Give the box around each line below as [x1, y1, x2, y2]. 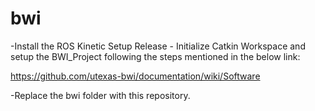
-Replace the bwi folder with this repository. [10, 89, 191, 101]
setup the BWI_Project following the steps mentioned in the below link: [10, 50, 301, 62]
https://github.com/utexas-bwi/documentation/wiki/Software [10, 70, 261, 82]
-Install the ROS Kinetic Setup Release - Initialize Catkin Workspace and [10, 40, 306, 52]
